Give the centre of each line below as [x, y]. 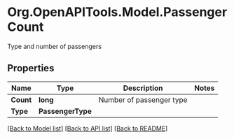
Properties [31, 68]
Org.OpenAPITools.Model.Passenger [117, 12]
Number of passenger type [143, 100]
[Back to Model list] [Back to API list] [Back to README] [88, 128]
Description [143, 88]
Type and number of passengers [54, 46]
